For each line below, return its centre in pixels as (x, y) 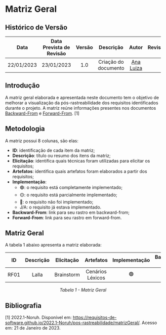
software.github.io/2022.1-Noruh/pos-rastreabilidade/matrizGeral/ (72, 323)
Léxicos (96, 278)
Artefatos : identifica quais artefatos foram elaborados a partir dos (80, 171)
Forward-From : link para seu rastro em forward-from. (67, 217)
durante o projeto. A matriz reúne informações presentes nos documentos (81, 108)
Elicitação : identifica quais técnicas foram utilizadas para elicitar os (81, 161)
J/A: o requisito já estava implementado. (61, 207)
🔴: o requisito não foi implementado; (57, 202)
